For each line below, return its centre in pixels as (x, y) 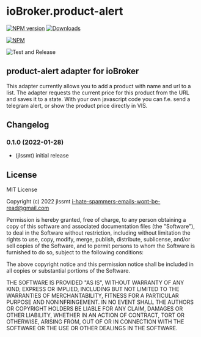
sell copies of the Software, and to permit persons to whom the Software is (101, 246)
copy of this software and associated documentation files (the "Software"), (101, 226)
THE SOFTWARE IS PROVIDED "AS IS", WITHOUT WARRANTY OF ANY (95, 282)
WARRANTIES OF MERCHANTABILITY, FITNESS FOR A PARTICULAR (93, 296)
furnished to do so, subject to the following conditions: (75, 252)
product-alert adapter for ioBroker (73, 71)
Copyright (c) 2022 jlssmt (38, 202)
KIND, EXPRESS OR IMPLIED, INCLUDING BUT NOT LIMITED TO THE (93, 289)
